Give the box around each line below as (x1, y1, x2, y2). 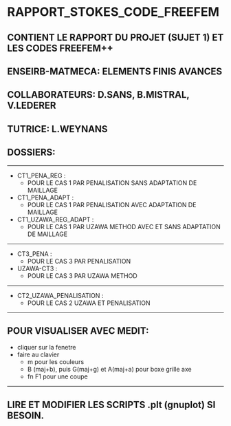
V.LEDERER (7, 100, 56, 111)
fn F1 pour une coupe (27, 372, 88, 381)
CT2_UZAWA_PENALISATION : (16, 291, 104, 299)
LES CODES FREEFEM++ (7, 42, 113, 54)
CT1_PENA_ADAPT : (16, 193, 74, 202)
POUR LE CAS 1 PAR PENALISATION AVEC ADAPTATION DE (27, 200, 197, 209)
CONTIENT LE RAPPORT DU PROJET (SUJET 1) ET (7, 32, 224, 43)
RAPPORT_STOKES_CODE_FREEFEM (7, 4, 220, 20)
